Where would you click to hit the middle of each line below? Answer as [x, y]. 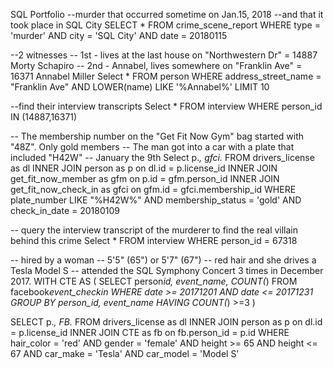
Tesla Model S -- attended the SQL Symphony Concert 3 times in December [167, 270]
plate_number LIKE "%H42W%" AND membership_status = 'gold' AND [156, 200]
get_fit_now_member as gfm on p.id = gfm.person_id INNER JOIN [145, 178]
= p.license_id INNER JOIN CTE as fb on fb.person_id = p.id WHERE [150, 332]
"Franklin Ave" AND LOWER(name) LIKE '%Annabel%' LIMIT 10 [140, 87]
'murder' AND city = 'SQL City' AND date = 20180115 [119, 35]
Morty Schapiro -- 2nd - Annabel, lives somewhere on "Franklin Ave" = [156, 65]
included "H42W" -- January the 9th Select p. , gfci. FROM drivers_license [162, 157]
